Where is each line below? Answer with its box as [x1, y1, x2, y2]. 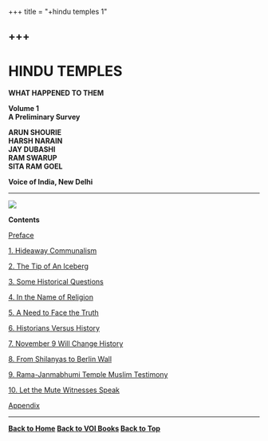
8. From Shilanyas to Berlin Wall [8, 355, 112, 364]
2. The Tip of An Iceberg [8, 261, 89, 271]
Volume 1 [8, 104, 40, 113]
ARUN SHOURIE [8, 128, 62, 137]
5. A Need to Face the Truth [8, 308, 100, 318]
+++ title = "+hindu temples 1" [8, 7, 108, 16]
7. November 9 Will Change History [8, 339, 124, 348]
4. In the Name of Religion [8, 292, 94, 302]
